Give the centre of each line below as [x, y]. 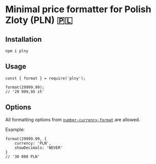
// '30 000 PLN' [23, 156]
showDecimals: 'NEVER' [39, 148]
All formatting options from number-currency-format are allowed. [73, 119]
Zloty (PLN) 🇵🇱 [39, 20]
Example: [15, 129]
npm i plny [17, 51]
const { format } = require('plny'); [46, 78]
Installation [24, 39]
